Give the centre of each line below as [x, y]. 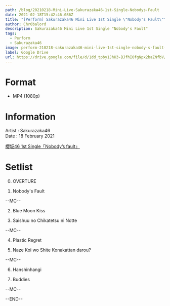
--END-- [14, 299]
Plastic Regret [27, 240]
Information [30, 117]
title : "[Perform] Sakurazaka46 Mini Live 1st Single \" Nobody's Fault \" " [86, 19]
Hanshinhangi [27, 270]
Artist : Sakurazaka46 [28, 131]
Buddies [21, 280]
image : [12, 48]
